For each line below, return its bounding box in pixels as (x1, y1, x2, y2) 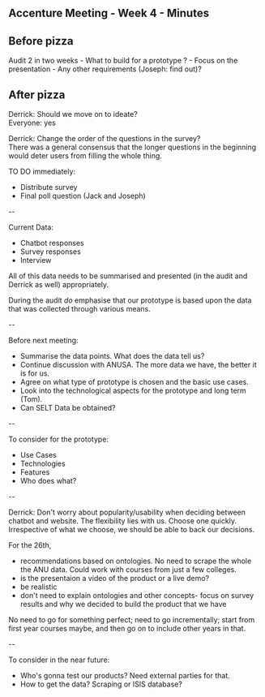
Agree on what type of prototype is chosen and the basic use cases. (19, 377, 249, 387)
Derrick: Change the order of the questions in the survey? (8, 134, 201, 144)
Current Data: (8, 222, 54, 232)
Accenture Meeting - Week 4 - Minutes (8, 6, 209, 20)
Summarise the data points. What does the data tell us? (19, 351, 205, 361)
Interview (19, 256, 52, 265)
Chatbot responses (19, 239, 84, 248)
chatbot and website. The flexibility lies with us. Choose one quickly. (8, 516, 237, 526)
